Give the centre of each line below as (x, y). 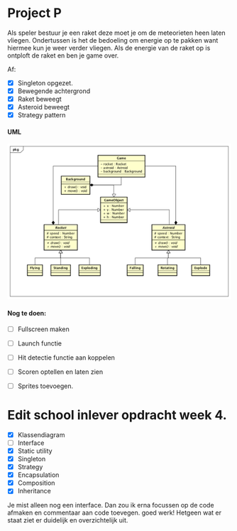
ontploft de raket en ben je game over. (63, 55)
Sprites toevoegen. (45, 386)
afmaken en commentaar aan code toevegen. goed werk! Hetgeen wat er (115, 513)
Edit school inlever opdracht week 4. (117, 415)
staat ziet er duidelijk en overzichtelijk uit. (68, 520)
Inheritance (34, 491)
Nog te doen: (27, 313)
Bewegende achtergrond (54, 91)
